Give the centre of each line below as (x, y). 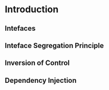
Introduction (32, 9)
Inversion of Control (37, 63)
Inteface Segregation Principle (54, 45)
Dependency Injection (41, 80)
